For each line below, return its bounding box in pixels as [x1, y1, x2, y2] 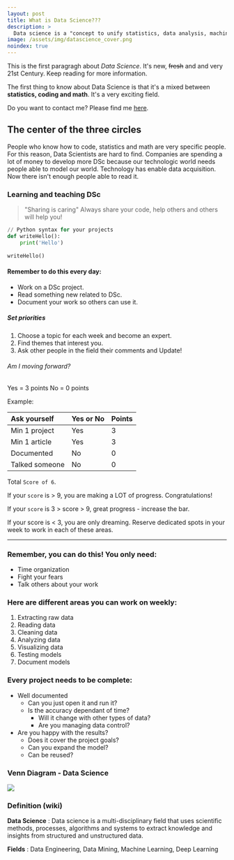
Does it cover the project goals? [27, 736, 120, 744]
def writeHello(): [7, 232, 61, 239]
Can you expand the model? [27, 743, 109, 751]
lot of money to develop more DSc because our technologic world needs [7, 157, 216, 165]
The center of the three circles [7, 124, 141, 136]
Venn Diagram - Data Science [7, 768, 109, 778]
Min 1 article [10, 437, 52, 447]
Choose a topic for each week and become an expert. [17, 331, 172, 339]
